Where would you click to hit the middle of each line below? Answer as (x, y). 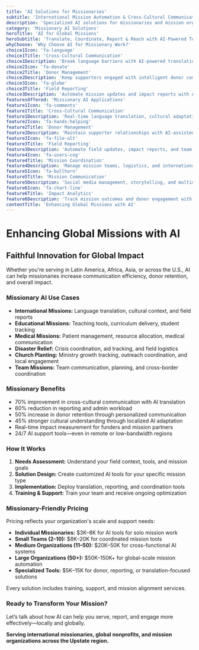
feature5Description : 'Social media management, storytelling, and (91, 182)
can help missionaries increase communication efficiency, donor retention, (97, 276)
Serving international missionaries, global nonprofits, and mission (89, 634)
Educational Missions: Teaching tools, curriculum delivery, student (97, 323)
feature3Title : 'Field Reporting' (49, 144)
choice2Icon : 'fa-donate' (38, 67)
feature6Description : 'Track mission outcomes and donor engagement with (99, 199)
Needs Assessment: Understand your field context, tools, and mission (101, 462)
